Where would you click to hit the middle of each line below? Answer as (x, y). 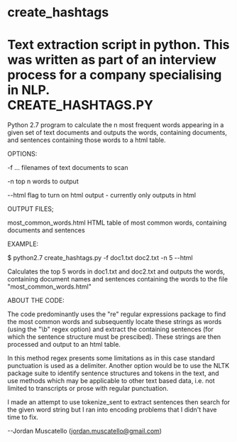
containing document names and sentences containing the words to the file (118, 279)
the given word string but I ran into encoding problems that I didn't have (112, 410)
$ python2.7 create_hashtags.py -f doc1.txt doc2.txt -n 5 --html (100, 258)
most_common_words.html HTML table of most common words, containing (117, 223)
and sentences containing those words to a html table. (87, 140)
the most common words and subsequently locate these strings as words (115, 322)
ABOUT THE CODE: (36, 301)
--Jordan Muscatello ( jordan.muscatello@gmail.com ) (84, 431)
